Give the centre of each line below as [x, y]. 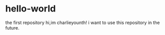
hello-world [31, 9]
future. [12, 27]
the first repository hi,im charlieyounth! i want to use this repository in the [82, 22]
